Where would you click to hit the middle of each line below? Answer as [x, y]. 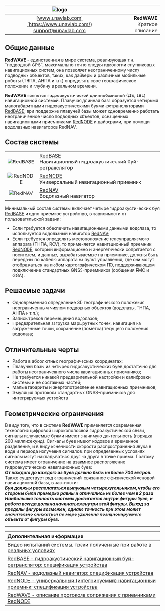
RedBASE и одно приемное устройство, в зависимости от [66, 213]
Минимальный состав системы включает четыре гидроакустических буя [82, 208]
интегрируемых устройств [40, 398]
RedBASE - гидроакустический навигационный [64, 559]
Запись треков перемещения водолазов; [55, 318]
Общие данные [30, 48]
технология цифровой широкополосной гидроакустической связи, [75, 431]
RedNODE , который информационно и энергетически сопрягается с [84, 249]
